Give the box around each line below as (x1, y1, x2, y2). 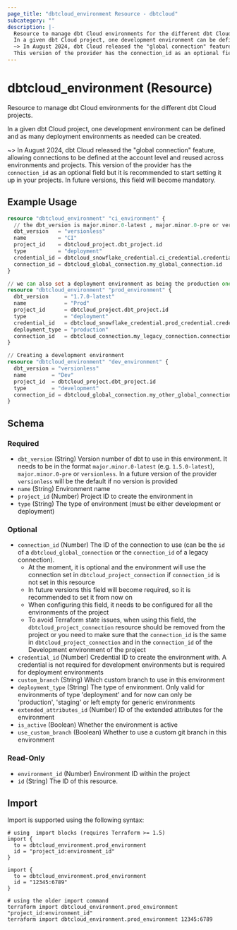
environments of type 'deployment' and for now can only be (17, 691, 193, 699)
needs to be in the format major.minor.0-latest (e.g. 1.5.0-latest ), (17, 461, 215, 470)
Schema (7, 417, 44, 429)
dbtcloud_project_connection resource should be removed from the (28, 623, 226, 632)
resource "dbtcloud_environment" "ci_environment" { (7, 215, 166, 222)
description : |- (7, 23, 55, 30)
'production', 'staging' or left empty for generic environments (17, 698, 195, 706)
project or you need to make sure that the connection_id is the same (28, 631, 227, 639)
